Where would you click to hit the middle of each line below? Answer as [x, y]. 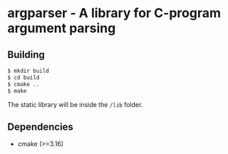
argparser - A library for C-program [114, 13]
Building [26, 55]
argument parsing [62, 28]
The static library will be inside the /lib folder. [75, 104]
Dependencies [40, 127]
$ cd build [24, 77]
